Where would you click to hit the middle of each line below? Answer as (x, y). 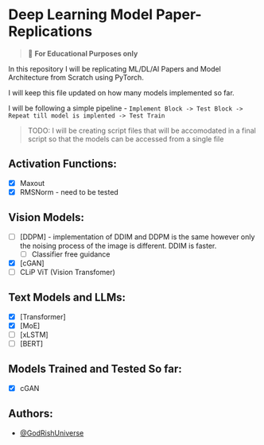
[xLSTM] (34, 335)
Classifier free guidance (71, 254)
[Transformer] (43, 316)
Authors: (31, 414)
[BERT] (31, 343)
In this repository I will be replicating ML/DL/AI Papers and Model (115, 68)
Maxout (32, 183)
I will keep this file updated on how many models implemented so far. (121, 92)
